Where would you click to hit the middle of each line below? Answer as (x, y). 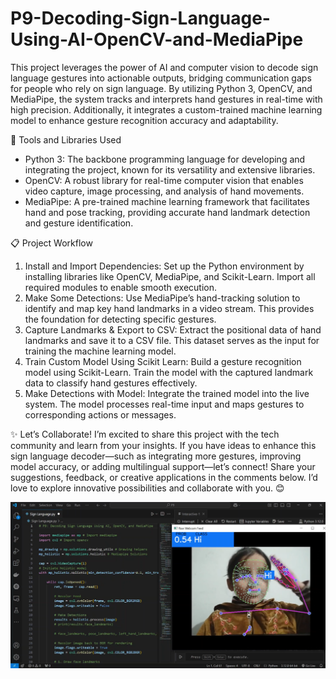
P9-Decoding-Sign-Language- (140, 18)
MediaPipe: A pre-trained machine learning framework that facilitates (167, 201)
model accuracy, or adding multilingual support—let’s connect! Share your (163, 466)
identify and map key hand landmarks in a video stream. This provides (169, 308)
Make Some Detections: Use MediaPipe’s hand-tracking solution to (162, 298)
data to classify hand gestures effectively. (111, 383)
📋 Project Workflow (51, 243)
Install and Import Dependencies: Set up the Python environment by (164, 266)
